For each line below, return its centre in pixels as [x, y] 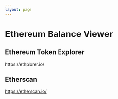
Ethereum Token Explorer [45, 52]
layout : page [18, 10]
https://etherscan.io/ [26, 91]
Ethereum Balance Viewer [59, 34]
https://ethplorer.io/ [25, 64]
